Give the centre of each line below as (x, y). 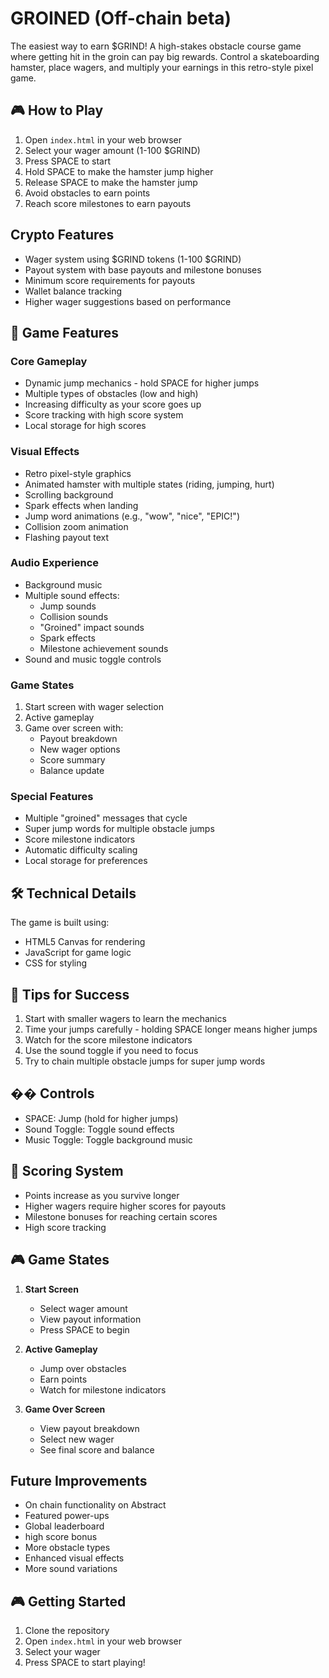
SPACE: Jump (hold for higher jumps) (101, 1118)
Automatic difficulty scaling (81, 850)
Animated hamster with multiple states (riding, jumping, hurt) (149, 484)
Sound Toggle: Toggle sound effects (99, 1129)
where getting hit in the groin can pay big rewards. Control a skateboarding (165, 56)
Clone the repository (67, 1631)
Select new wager (77, 1439)
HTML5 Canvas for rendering (85, 942)
